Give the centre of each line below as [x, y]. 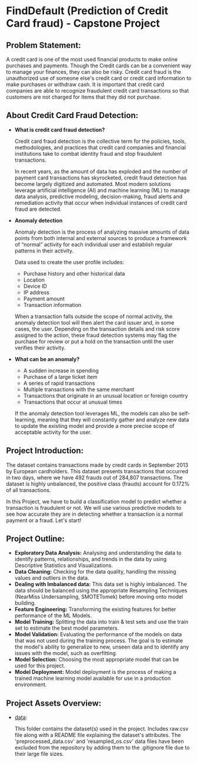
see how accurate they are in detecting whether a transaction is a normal [95, 514]
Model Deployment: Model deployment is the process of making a [95, 672]
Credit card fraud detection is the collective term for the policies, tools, [100, 141]
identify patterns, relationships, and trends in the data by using [91, 559]
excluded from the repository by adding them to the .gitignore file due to [102, 748]
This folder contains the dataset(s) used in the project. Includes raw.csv [101, 729]
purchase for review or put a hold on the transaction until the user [94, 341]
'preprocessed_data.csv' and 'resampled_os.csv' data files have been [99, 741]
